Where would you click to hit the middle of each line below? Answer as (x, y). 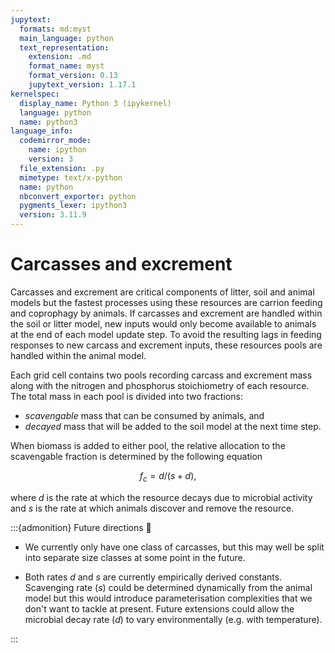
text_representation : (64, 47)
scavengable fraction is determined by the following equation (136, 456)
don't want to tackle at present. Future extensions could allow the (159, 608)
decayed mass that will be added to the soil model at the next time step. (173, 426)
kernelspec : (35, 94)
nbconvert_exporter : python (78, 196)
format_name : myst (66, 66)
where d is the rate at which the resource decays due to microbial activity (161, 497)
